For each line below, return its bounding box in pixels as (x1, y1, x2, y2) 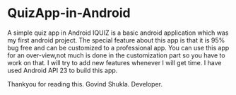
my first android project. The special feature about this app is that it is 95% (7, 35, 225, 44)
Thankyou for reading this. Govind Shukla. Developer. (7, 79, 163, 88)
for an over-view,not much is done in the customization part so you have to (7, 51, 225, 60)
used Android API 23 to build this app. (7, 66, 118, 74)
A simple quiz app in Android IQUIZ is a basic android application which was (7, 28, 229, 37)
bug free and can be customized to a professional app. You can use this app (7, 43, 230, 52)
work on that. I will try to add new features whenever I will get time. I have (7, 58, 222, 67)
